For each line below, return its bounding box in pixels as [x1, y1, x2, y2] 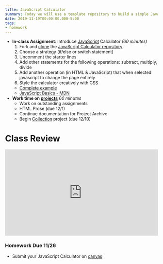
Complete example [19, 85, 57, 91]
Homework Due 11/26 [5, 242, 56, 249]
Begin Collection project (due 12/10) [19, 116, 91, 122]
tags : [5, 20, 16, 26]
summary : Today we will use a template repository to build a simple [5, 12, 149, 17]
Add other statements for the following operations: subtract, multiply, [19, 59, 158, 65]
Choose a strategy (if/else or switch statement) [19, 49, 114, 55]
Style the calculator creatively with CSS [19, 80, 98, 86]
